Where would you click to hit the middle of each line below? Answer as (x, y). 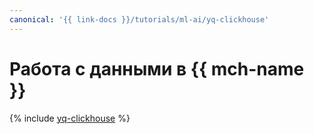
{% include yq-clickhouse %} (70, 118)
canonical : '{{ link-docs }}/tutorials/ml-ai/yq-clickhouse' (139, 19)
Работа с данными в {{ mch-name (157, 68)
